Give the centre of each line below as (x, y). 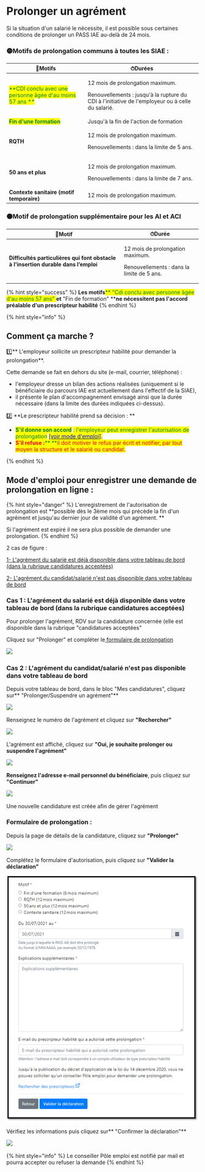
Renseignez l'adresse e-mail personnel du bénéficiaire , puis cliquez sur (99, 775)
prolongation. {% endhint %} (42, 536)
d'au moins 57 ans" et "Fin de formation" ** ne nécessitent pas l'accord (97, 299)
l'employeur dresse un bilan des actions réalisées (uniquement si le (99, 384)
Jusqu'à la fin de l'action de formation (135, 122)
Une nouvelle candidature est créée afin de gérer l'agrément (82, 806)
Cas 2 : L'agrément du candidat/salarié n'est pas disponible (96, 668)
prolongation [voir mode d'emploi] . (59, 436)
